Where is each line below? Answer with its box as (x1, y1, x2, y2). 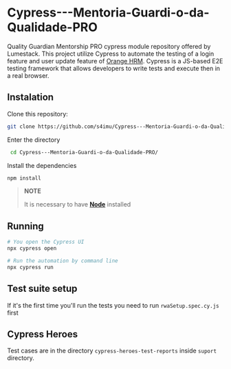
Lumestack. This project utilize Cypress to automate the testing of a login (7, 50, 214, 58)
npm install (7, 174, 41, 182)
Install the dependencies (7, 161, 77, 169)
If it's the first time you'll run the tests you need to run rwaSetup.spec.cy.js (7, 301, 219, 309)
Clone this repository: (7, 109, 69, 118)
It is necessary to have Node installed (23, 200, 131, 209)
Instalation (7, 92, 54, 103)
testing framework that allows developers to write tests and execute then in (7, 64, 221, 72)
